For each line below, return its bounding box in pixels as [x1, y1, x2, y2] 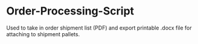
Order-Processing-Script [6, 4, 135, 18]
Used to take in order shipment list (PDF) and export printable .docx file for [6, 24, 192, 31]
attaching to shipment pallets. [6, 30, 80, 37]
